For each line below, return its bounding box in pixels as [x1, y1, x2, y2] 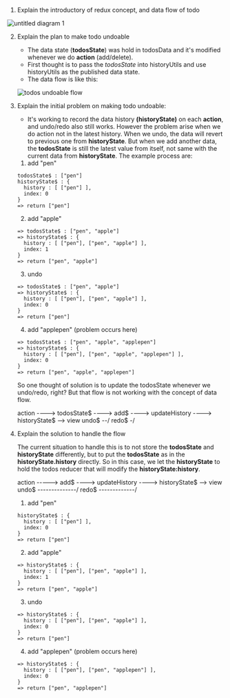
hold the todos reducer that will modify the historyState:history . [17, 465, 201, 473]
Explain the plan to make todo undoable [17, 32, 130, 41]
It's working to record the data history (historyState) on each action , [27, 115, 224, 123]
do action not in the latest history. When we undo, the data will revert [27, 130, 223, 138]
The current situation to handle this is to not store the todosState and [17, 443, 215, 451]
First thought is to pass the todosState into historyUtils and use [27, 61, 207, 68]
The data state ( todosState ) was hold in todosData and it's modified [27, 46, 221, 54]
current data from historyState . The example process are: [27, 151, 193, 160]
